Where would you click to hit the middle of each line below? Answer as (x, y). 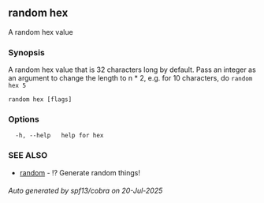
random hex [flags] (40, 100)
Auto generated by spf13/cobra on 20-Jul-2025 (86, 191)
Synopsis (26, 52)
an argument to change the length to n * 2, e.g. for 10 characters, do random (130, 78)
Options (24, 119)
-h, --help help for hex (59, 136)
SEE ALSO (28, 156)
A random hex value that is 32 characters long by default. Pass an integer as (132, 70)
